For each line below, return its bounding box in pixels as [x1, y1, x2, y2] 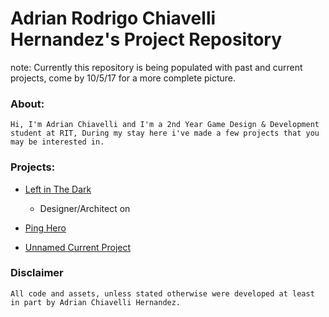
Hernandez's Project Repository [10, 28, 283, 51]
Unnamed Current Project [24, 241, 132, 253]
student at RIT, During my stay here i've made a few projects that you [10, 128, 320, 139]
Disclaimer [10, 266, 64, 280]
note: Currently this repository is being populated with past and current [10, 61, 303, 73]
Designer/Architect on [39, 202, 131, 214]
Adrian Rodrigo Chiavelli [10, 7, 217, 30]
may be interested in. [10, 137, 105, 147]
